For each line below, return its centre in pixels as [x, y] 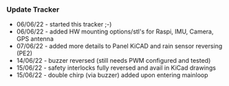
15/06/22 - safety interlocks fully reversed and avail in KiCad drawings [116, 68]
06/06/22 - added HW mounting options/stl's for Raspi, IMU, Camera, [115, 31]
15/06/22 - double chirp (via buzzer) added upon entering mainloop [112, 75]
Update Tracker [33, 10]
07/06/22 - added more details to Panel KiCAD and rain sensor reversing [119, 46]
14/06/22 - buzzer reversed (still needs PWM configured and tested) [113, 61]
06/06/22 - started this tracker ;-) [64, 25]
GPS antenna [35, 39]
